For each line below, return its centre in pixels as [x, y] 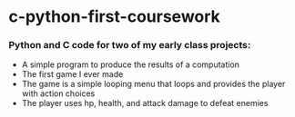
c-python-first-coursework [114, 17]
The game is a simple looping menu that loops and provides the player [153, 84]
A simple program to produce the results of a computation [131, 64]
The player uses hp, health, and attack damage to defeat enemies [145, 103]
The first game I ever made [72, 74]
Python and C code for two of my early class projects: [130, 45]
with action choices [58, 93]
